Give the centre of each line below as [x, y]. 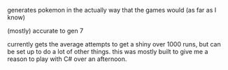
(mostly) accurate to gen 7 [45, 31]
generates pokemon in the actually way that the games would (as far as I [112, 10]
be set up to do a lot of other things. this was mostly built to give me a [108, 52]
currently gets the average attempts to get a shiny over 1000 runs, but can [114, 44]
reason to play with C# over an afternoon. [67, 59]
